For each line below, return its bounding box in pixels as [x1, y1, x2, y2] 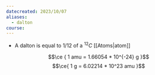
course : [6, 25, 25, 31]
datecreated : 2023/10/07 [6, 8, 67, 15]
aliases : [6, 14, 28, 20]
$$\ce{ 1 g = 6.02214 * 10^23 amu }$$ [52, 62, 146, 69]
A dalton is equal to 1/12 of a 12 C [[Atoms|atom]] [14, 41, 131, 49]
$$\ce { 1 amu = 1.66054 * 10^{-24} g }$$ [48, 53, 150, 60]
